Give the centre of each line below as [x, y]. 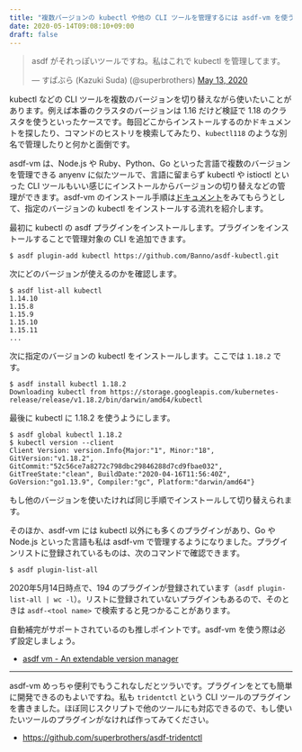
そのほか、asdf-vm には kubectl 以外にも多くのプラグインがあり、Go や [142, 530]
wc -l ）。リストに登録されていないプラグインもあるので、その [168, 599]
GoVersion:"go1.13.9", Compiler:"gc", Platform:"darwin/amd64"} [132, 483]
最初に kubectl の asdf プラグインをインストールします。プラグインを [138, 228]
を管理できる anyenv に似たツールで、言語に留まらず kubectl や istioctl [140, 175]
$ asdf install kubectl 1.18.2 [68, 385]
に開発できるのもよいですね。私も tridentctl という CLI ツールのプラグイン [150, 697]
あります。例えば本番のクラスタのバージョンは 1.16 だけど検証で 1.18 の [140, 111]
